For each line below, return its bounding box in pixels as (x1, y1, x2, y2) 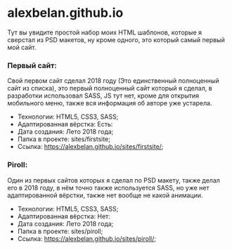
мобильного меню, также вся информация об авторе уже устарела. (7, 99, 212, 107)
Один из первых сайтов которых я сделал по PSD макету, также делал (7, 176, 220, 184)
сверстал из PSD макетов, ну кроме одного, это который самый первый (7, 35, 225, 44)
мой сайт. (7, 43, 37, 51)
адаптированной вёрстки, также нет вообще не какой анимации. (7, 191, 203, 199)
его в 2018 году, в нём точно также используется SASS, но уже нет (7, 183, 210, 192)
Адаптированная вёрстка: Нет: (17, 212, 110, 221)
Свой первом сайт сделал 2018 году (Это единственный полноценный (7, 77, 219, 85)
